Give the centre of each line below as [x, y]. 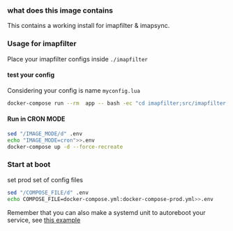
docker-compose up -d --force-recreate [65, 147]
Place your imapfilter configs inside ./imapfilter [78, 59]
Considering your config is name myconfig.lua [74, 90]
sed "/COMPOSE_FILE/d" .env [48, 193]
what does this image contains [60, 10]
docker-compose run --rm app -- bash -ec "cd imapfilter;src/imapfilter [117, 103]
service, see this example [44, 220]
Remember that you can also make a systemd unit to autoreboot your [106, 212]
